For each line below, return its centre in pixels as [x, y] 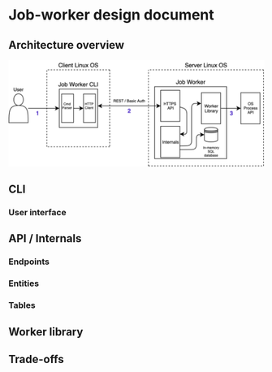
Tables [22, 305]
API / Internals [45, 238]
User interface [37, 212]
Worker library [46, 332]
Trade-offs [36, 359]
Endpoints [29, 262]
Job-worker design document [112, 15]
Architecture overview [66, 45]
